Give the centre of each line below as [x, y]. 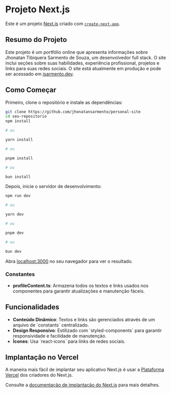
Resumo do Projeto [36, 40]
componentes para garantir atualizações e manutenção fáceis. [79, 291]
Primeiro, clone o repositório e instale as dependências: [64, 102]
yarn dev [15, 214]
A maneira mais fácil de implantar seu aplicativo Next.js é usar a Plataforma [85, 369]
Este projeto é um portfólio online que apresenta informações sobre [77, 52]
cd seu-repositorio [26, 116]
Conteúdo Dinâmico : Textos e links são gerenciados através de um [84, 319]
